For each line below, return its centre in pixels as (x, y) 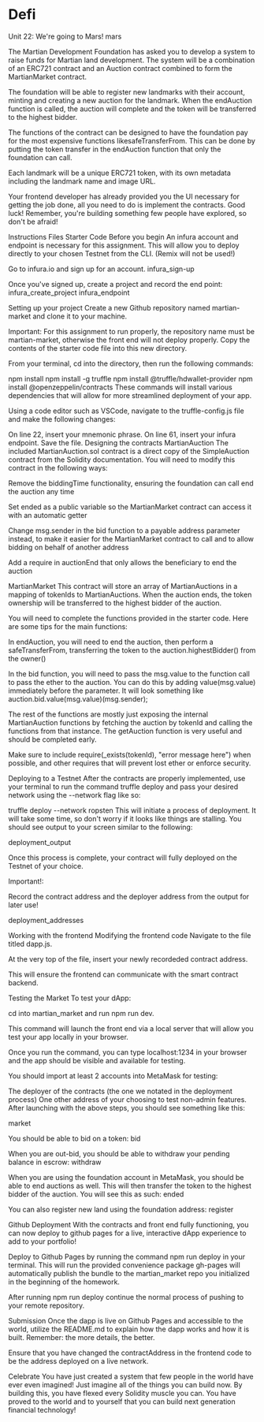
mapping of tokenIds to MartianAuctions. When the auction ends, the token (130, 594)
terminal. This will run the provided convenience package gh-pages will (124, 1265)
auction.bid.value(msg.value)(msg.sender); (78, 698)
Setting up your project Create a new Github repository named (109, 307)
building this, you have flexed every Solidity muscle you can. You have (122, 1393)
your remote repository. (46, 1305)
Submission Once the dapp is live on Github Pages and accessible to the (126, 1320)
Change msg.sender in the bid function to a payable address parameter (124, 530)
